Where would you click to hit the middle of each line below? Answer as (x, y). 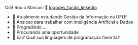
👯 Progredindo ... (29, 27)
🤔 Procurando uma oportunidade (45, 32)
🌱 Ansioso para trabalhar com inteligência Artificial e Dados (72, 22)
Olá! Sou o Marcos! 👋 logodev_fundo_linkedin (51, 7)
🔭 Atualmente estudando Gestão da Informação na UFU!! (70, 17)
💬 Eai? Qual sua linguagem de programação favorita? (66, 37)
